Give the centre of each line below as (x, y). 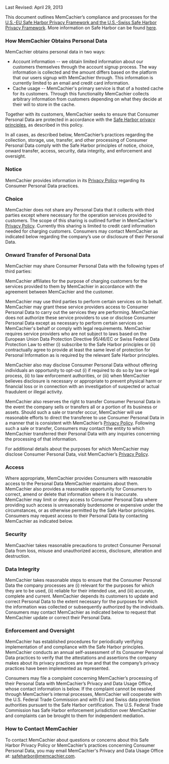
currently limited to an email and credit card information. (71, 83)
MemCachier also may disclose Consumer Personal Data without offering (81, 365)
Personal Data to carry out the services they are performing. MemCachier (82, 312)
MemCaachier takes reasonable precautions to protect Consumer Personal (83, 545)
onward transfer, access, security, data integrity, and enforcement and (78, 151)
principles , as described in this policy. (44, 125)
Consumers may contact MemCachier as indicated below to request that (80, 612)
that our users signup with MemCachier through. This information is (83, 78)
